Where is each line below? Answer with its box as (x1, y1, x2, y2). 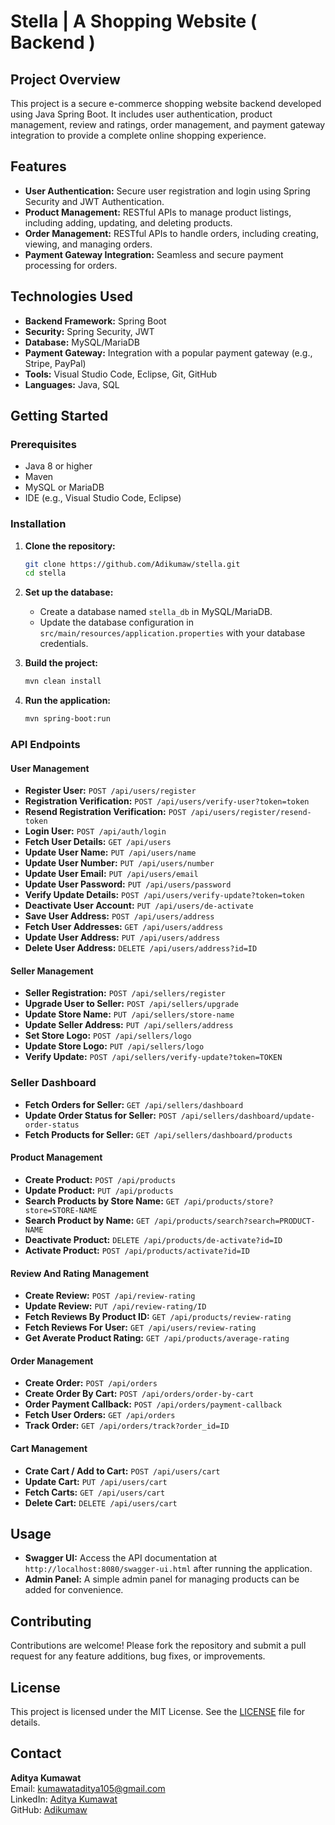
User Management (10, 762, 90, 774)
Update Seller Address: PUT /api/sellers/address (24, 1019, 234, 1031)
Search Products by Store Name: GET (24, 1195, 180, 1207)
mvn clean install (24, 676, 102, 687)
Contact (10, 1745, 62, 1762)
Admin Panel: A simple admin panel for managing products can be (24, 1573, 300, 1585)
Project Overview (10, 71, 121, 88)
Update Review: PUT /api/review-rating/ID (24, 1300, 207, 1312)
